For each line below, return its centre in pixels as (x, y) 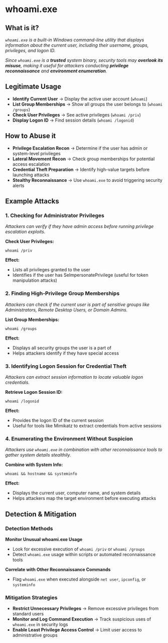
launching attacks (31, 175)
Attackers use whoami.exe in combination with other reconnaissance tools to (84, 450)
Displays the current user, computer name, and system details (76, 493)
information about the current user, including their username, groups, (77, 45)
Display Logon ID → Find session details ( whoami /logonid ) (73, 120)
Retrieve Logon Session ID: (34, 392)
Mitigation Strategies (31, 597)
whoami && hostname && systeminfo (41, 474)
